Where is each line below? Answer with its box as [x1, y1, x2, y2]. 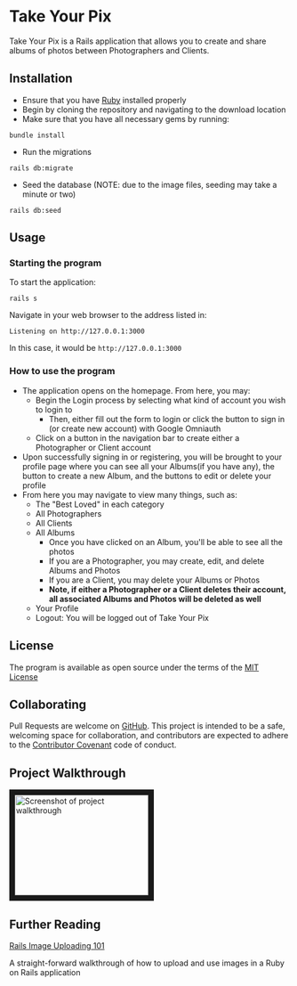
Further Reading [9, 917, 101, 932]
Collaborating [9, 697, 87, 712]
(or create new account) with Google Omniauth [48, 423, 221, 434]
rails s [9, 294, 38, 304]
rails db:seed [9, 206, 62, 215]
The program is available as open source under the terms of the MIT [9, 662, 260, 672]
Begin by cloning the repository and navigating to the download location [21, 104, 286, 115]
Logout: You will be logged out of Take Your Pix [35, 612, 209, 623]
